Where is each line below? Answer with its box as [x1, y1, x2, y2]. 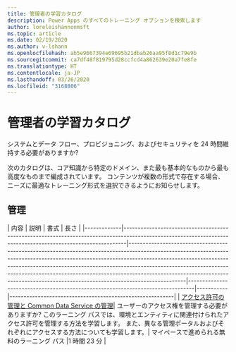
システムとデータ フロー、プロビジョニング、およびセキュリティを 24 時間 [7, 140, 223, 148]
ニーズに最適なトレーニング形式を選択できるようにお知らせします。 [7, 181, 204, 190]
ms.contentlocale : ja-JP [7, 69, 80, 76]
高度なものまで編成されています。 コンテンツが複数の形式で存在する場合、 [7, 172, 225, 181]
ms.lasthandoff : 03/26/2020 [7, 75, 90, 83]
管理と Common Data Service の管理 [7, 301, 114, 310]
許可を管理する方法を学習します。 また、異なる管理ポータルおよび [25, 319, 218, 327]
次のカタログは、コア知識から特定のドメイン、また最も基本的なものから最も [7, 164, 230, 172]
